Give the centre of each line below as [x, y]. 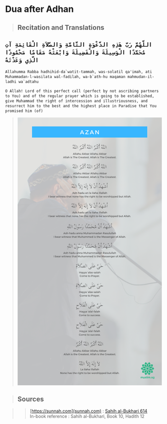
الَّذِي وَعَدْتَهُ [22, 60]
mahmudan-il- [141, 77]
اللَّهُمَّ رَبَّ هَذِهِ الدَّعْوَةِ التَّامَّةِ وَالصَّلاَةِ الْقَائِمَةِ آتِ [79, 44]
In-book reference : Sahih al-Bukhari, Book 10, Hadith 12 [87, 417]
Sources [31, 399]
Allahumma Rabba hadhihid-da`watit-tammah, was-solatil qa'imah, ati [79, 72]
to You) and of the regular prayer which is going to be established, [80, 96]
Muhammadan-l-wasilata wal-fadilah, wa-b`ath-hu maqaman [65, 77]
